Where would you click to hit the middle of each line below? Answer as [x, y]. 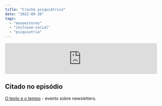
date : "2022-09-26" [25, 14]
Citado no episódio [34, 87]
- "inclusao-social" [30, 28]
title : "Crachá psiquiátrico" [35, 9]
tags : [10, 18]
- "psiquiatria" [26, 32]
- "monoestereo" [26, 23]
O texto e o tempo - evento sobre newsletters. [51, 98]
